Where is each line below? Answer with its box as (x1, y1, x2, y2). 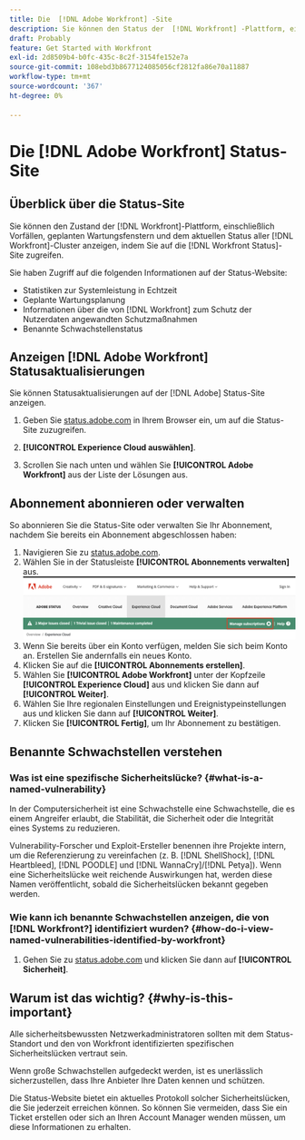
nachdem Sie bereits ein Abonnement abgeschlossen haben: (9, 529, 238, 540)
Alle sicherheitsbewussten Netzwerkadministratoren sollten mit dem (9, 1028, 265, 1039)
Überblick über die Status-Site (9, 196, 185, 212)
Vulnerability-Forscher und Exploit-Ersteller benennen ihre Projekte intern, (9, 840, 287, 850)
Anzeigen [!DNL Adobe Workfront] (9, 349, 209, 365)
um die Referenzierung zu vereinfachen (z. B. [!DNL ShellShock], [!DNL (9, 850, 275, 860)
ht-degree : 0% (9, 91, 64, 100)
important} (9, 1004, 73, 1020)
